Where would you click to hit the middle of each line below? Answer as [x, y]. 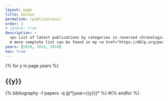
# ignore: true [21, 28]
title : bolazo [20, 14]
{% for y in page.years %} [32, 66]
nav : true [15, 51]
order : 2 [14, 24]
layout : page [19, 10]
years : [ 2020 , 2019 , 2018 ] [33, 47]
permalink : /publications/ [33, 19]
